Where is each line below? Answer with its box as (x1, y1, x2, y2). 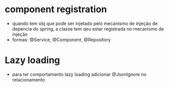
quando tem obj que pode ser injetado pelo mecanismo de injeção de (12, 20, 158, 26)
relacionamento (12, 76, 45, 82)
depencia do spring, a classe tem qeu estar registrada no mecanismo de (12, 25, 164, 32)
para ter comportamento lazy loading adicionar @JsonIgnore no (12, 71, 147, 77)
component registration (5, 4, 107, 15)
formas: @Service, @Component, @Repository (12, 37, 111, 43)
